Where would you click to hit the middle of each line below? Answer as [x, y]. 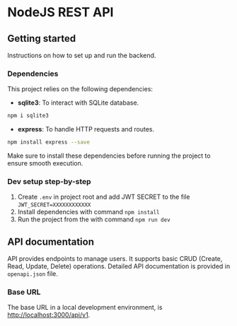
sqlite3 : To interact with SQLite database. [78, 103]
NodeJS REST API [60, 12]
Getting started [42, 39]
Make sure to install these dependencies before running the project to [109, 156]
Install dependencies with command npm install [89, 212]
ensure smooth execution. [45, 163]
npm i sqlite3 [28, 116]
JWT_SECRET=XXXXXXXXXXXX [54, 205]
